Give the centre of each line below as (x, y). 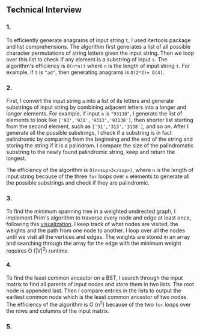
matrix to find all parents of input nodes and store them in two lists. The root (100, 284)
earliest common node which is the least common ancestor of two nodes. (97, 297)
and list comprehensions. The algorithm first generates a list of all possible (98, 46)
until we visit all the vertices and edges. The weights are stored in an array (98, 237)
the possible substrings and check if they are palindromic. (78, 182)
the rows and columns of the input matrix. (58, 311)
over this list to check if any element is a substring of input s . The (87, 59)
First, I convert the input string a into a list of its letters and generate (90, 100)
